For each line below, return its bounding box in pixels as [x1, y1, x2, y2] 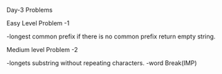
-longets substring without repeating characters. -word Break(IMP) [6, 59, 198, 67]
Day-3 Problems [6, 6, 53, 14]
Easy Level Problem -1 [6, 19, 70, 27]
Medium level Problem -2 [6, 46, 78, 53]
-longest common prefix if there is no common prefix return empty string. [6, 32, 216, 40]
